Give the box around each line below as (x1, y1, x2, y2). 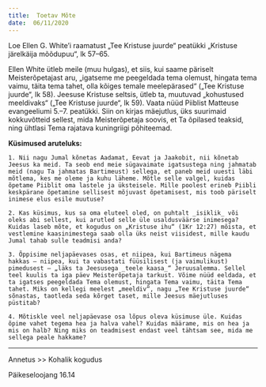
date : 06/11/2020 (8, 19, 69, 27)
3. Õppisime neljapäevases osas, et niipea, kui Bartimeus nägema (8, 250, 232, 258)
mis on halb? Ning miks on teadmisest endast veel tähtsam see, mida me (8, 326, 253, 334)
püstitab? (8, 299, 41, 306)
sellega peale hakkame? (8, 333, 87, 341)
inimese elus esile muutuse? (8, 195, 104, 203)
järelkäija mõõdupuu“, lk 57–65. (8, 49, 110, 58)
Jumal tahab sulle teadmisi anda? (8, 236, 123, 245)
